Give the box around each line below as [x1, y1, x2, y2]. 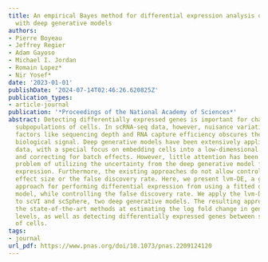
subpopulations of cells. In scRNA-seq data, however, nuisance [15, 123, 234, 131]
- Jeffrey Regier [8, 42, 66, 50]
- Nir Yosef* [8, 71, 52, 79]
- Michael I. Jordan [8, 57, 77, 65]
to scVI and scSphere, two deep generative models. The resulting [15, 197, 241, 205]
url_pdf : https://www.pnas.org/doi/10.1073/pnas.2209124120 [8, 242, 213, 250]
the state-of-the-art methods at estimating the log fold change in [15, 204, 248, 212]
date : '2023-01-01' [8, 78, 73, 86]
